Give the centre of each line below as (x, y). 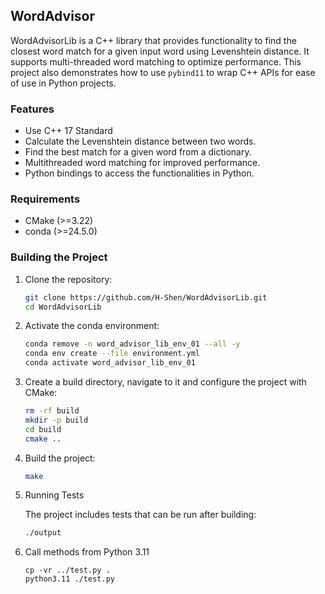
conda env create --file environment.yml (112, 354)
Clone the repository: (68, 279)
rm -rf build (52, 411)
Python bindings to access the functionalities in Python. (139, 173)
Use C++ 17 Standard (68, 131)
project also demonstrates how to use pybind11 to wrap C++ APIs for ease (163, 72)
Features (32, 109)
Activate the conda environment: (92, 326)
